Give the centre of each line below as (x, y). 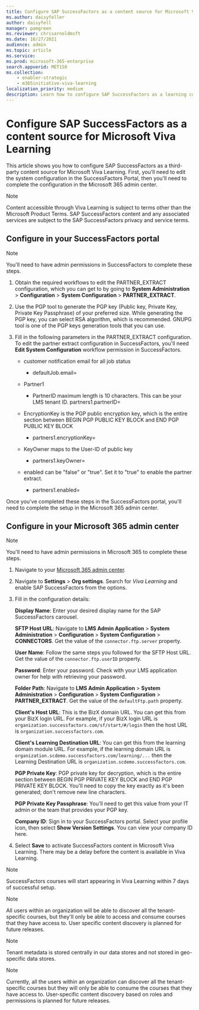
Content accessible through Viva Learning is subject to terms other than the (99, 207)
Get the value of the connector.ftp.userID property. (78, 659)
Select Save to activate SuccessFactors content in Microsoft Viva (94, 846)
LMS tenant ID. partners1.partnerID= (76, 402)
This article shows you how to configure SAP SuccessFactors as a (87, 165)
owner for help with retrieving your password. (70, 677)
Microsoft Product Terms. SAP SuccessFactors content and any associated (98, 214)
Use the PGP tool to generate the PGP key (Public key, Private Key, (96, 306)
